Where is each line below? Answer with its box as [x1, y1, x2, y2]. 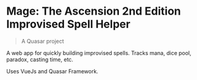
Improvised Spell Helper [6, 17, 131, 31]
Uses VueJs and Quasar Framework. [6, 67, 99, 75]
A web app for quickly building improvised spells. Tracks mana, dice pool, [6, 49, 192, 56]
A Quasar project [21, 37, 64, 45]
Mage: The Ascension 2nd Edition [6, 4, 181, 18]
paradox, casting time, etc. [6, 56, 74, 63]
